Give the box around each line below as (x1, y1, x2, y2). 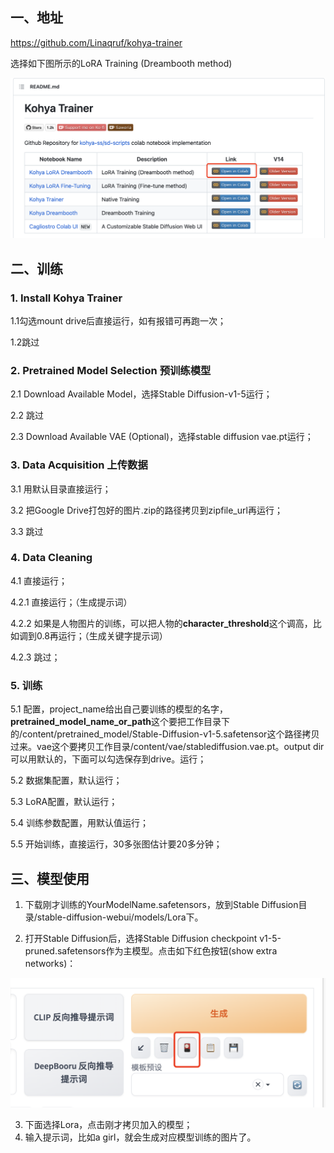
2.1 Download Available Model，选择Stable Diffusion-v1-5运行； (10, 388, 273, 400)
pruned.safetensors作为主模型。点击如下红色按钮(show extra (24, 944, 278, 957)
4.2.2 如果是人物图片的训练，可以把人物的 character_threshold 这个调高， (10, 617, 313, 629)
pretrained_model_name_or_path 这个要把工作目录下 (10, 716, 231, 728)
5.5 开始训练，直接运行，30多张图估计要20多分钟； (10, 838, 223, 850)
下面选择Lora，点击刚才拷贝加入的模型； (24, 1119, 193, 1131)
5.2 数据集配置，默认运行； (10, 774, 123, 787)
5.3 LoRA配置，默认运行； (10, 796, 118, 808)
